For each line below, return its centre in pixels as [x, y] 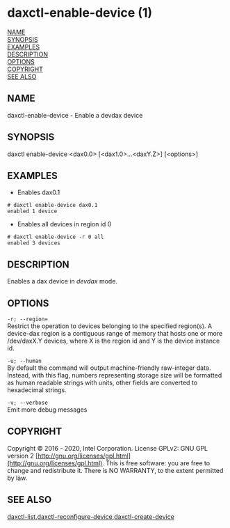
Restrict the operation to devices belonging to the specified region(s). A [110, 326]
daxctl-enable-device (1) [80, 13]
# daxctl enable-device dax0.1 [52, 205]
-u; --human [24, 361]
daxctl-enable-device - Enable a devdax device [75, 115]
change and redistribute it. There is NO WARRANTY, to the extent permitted [115, 470]
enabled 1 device [32, 211]
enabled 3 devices [34, 243]
